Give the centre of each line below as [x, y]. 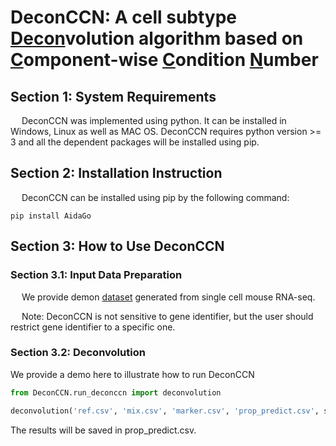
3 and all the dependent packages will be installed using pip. [135, 142]
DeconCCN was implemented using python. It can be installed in [154, 120]
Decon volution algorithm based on [157, 38]
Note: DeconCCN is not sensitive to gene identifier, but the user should [167, 316]
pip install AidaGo [51, 216]
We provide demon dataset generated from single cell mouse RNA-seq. [168, 297]
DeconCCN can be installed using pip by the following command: [155, 197]
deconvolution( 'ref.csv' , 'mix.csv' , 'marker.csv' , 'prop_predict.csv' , [165, 411]
